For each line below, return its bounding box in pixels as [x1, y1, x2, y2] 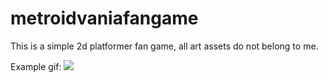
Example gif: [10, 60, 62, 72]
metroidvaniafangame [10, 7, 199, 30]
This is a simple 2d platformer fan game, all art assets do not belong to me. [10, 40, 319, 52]
